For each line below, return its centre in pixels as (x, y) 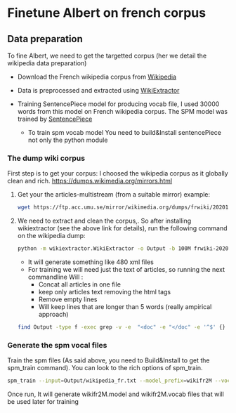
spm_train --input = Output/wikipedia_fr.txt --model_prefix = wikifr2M (110, 381)
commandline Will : (55, 277)
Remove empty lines (68, 299)
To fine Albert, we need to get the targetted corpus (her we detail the (107, 55)
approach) (53, 315)
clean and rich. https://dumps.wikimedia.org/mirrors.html (90, 181)
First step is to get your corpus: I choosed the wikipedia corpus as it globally (118, 173)
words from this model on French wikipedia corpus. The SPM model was (123, 111)
